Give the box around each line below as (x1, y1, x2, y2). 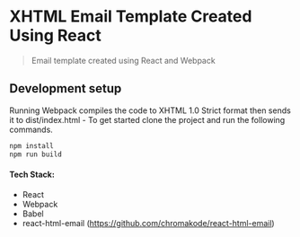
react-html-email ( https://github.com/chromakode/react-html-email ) (22, 217, 276, 228)
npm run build (9, 150, 63, 159)
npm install (9, 141, 54, 150)
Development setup (9, 81, 122, 96)
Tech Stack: (9, 169, 56, 180)
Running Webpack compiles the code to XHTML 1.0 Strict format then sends (9, 105, 292, 116)
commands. (9, 124, 54, 135)
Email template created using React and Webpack (31, 55, 216, 66)
